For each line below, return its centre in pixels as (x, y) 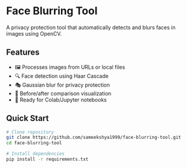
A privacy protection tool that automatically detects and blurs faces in (91, 27)
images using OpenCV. (34, 33)
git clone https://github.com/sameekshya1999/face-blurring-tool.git (94, 138)
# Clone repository (30, 132)
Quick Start (28, 118)
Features (23, 53)
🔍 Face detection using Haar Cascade (62, 76)
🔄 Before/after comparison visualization (63, 93)
